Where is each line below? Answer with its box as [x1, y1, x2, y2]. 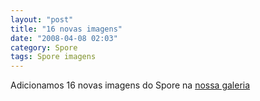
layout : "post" [10, 14, 74, 25]
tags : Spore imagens [10, 52, 97, 62]
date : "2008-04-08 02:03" [10, 33, 118, 43]
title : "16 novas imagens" [10, 24, 123, 34]
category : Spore [10, 42, 78, 53]
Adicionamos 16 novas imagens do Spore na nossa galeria [10, 79, 251, 91]
